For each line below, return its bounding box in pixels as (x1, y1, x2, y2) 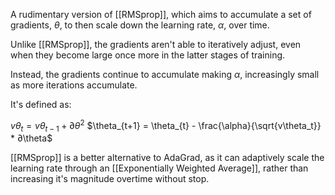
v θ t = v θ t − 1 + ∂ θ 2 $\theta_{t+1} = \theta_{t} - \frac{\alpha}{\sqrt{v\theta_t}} (10, 118, 322, 134)
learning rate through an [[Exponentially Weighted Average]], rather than (10, 162, 309, 174)
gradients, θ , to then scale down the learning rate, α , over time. (10, 19, 270, 31)
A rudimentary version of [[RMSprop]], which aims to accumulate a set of (10, 9, 312, 20)
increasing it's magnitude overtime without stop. (10, 173, 210, 185)
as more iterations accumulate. (10, 79, 138, 91)
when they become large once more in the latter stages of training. (10, 49, 286, 61)
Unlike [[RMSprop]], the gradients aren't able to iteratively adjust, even (10, 39, 302, 50)
